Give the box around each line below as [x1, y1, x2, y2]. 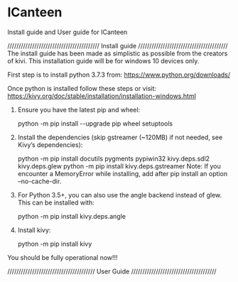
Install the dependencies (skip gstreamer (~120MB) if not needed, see [17, 133, 223, 141]
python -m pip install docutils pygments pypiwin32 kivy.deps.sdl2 [17, 154, 210, 163]
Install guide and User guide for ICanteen [7, 28, 128, 36]
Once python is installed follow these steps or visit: [7, 84, 156, 92]
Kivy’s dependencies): [17, 140, 83, 149]
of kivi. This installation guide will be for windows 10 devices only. [7, 56, 200, 65]
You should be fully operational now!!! [7, 253, 119, 261]
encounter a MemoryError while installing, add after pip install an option [17, 169, 228, 178]
